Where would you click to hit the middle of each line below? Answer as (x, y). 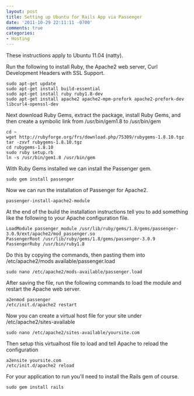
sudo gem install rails (35, 387)
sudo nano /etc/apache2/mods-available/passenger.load (74, 272)
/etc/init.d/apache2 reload (40, 366)
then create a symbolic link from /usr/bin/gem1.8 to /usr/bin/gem (84, 121)
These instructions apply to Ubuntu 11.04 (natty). (65, 55)
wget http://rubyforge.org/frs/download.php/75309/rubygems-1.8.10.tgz (95, 137)
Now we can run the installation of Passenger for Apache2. (77, 190)
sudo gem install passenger (40, 179)
